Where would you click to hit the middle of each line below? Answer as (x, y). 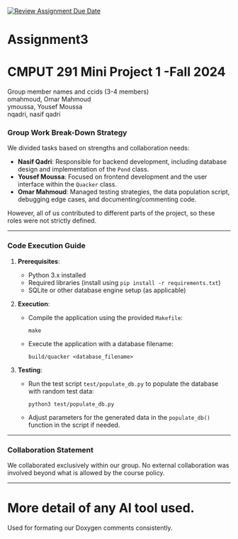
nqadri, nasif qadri (34, 114)
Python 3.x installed (57, 275)
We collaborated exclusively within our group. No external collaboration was (118, 465)
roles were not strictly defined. (52, 221)
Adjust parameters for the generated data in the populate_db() (119, 417)
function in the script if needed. (74, 425)
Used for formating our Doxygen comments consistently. (90, 528)
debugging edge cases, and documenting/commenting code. (107, 199)
